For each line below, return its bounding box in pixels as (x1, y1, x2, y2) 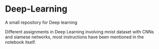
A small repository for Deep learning (5, 19, 78, 25)
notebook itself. (5, 39, 36, 45)
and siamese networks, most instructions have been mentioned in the (5, 34, 144, 40)
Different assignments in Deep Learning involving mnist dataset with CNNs (5, 29, 154, 34)
